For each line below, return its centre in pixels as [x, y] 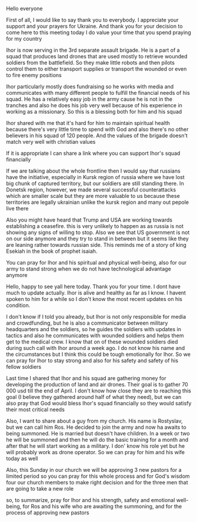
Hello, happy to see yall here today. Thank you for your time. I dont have [93, 286]
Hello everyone [24, 9]
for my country [24, 39]
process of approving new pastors [48, 513]
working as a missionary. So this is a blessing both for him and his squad [94, 112]
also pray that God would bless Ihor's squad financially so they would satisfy [99, 403]
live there [17, 208]
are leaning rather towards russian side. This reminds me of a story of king [96, 245]
